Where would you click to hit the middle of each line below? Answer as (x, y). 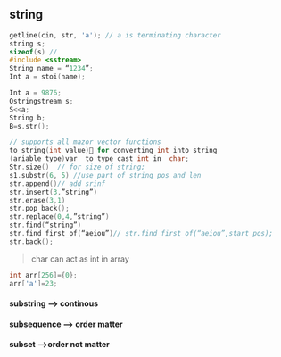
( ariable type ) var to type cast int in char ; (99, 159)
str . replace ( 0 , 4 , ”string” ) (59, 217)
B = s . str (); (29, 126)
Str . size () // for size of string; (77, 167)
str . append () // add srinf (57, 183)
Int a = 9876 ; (36, 93)
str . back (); (31, 241)
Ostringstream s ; (41, 101)
